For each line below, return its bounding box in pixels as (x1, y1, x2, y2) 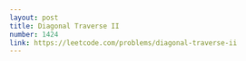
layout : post (9, 13, 59, 22)
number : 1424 (9, 30, 59, 39)
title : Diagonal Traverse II (9, 22, 120, 30)
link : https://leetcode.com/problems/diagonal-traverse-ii (9, 38, 238, 48)
